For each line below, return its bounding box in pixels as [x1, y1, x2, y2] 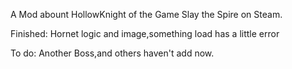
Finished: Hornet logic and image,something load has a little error [10, 28, 280, 39]
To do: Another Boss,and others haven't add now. [10, 47, 215, 59]
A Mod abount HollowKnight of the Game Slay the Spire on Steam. [10, 9, 283, 20]
